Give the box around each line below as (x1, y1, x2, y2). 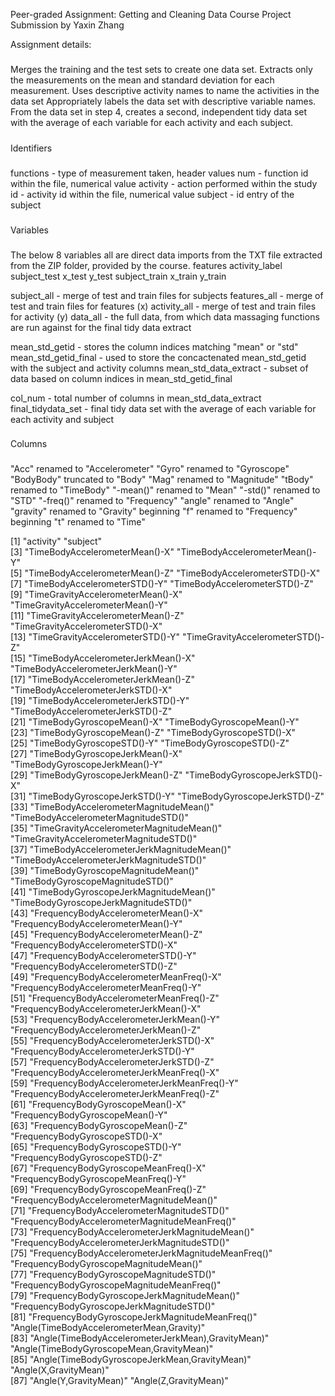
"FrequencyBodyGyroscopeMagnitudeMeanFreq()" (10, 1279, 222, 1291)
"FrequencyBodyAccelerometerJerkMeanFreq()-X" (10, 1067, 220, 1079)
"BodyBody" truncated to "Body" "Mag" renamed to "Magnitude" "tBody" (10, 474, 314, 486)
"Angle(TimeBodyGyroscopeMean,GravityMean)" (10, 1343, 214, 1355)
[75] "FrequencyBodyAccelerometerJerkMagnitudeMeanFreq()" (10, 1247, 273, 1259)
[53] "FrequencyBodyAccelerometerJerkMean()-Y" (10, 1014, 221, 1026)
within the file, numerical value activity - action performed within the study (10, 177, 318, 189)
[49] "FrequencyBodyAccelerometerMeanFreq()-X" (10, 971, 222, 983)
